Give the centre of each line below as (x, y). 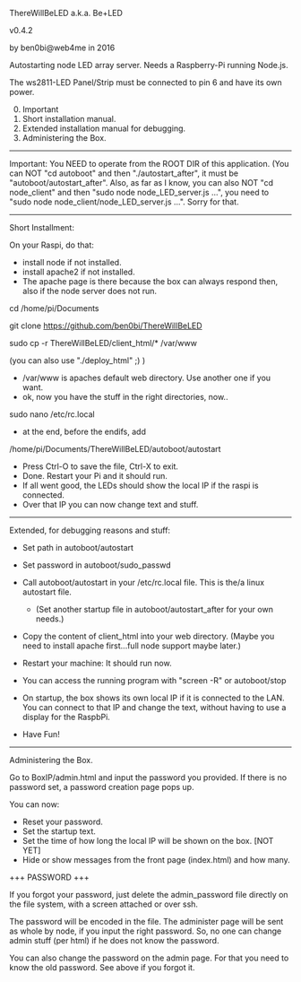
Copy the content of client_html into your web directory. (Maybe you (148, 636)
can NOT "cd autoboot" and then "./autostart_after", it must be (124, 173)
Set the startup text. (59, 831)
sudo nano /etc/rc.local (52, 414)
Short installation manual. (69, 119)
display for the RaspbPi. (66, 717)
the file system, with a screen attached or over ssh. (104, 904)
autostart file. (47, 592)
